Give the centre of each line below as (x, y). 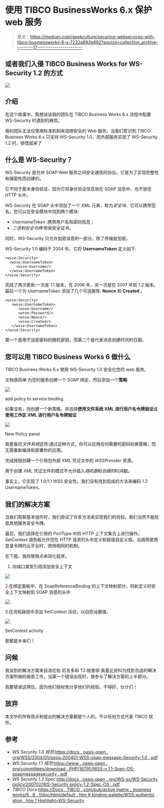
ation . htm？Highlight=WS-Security (48, 801)
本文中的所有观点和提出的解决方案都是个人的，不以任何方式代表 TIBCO (76, 716)
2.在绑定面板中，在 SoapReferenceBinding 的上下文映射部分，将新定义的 (78, 586)
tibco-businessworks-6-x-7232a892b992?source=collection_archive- (88, 42)
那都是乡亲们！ (20, 641)
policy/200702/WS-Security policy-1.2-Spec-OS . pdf (66, 785)
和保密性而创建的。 (24, 178)
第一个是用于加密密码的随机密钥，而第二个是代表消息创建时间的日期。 (76, 340)
